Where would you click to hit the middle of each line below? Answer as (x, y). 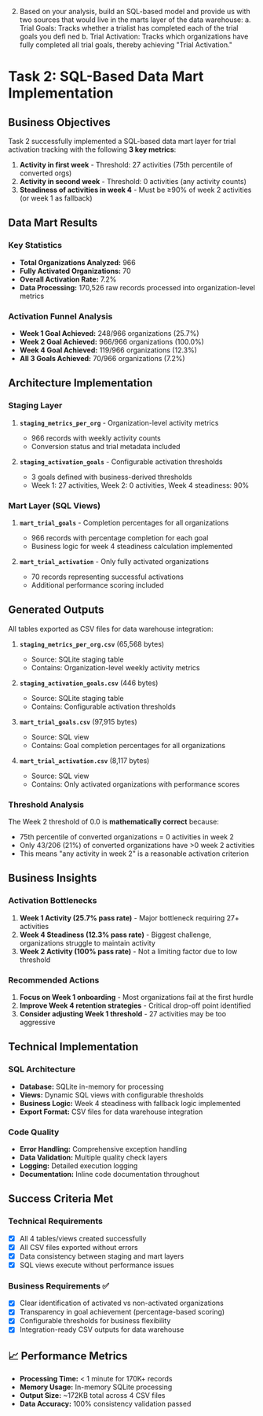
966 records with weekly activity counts (96, 438)
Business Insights (53, 878)
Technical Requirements (56, 1221)
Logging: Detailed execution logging (79, 1166)
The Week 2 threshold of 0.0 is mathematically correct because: (114, 822)
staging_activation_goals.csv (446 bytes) (89, 683)
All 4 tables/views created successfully (83, 1238)
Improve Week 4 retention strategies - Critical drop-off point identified (135, 1005)
